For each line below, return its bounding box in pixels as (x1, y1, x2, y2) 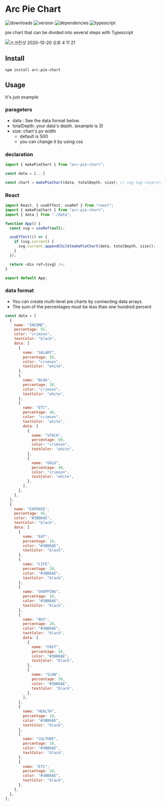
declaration (5, 151, 34, 158)
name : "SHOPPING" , (23, 589, 61, 594)
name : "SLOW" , (31, 672, 61, 677)
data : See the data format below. (12, 117, 80, 123)
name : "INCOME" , (14, 323, 48, 328)
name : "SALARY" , (23, 350, 56, 355)
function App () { (5, 221, 41, 226)
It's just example (5, 94, 39, 100)
